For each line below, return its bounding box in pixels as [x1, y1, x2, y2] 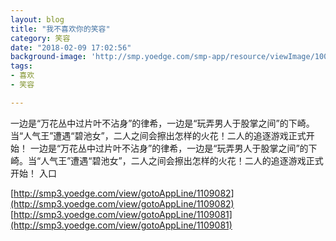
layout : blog [10, 14, 65, 25]
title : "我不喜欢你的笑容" [10, 24, 111, 34]
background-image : [10, 52, 87, 62]
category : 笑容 [10, 33, 71, 43]
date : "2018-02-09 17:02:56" [10, 42, 132, 53]
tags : [10, 61, 33, 71]
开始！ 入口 [10, 167, 57, 179]
